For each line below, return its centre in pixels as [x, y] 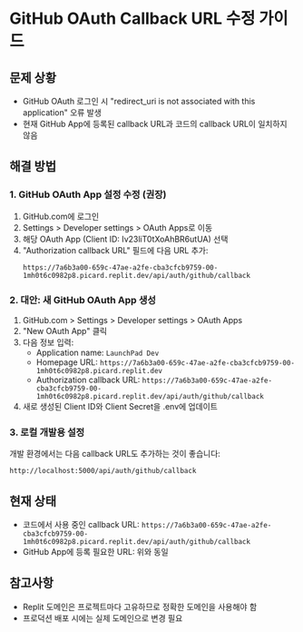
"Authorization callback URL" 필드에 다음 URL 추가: [115, 250]
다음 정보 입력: [48, 342]
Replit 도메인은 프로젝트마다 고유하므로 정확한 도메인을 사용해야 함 [140, 607]
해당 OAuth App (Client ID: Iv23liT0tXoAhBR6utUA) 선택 [125, 239]
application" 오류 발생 [62, 113]
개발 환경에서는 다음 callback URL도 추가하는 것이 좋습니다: [115, 454]
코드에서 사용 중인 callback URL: [81, 525]
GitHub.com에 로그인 [61, 216]
